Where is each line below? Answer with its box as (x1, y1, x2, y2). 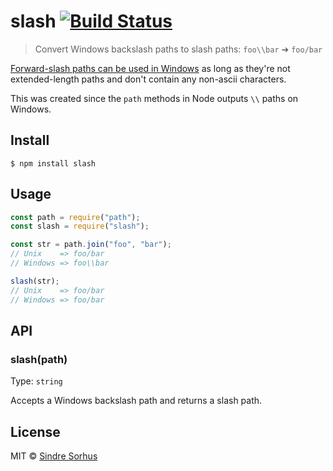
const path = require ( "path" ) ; (10, 212, 141, 222)
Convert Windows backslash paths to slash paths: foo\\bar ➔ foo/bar (34, 43, 323, 55)
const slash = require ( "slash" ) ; (10, 221, 150, 232)
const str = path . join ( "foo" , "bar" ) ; (10, 240, 172, 250)
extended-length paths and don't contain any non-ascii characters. (10, 73, 287, 85)
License (10, 423, 61, 440)
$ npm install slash (10, 158, 97, 169)
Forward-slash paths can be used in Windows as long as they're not (10, 62, 291, 74)
